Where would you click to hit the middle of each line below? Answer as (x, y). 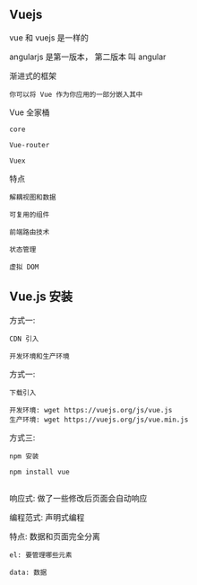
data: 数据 (28, 573)
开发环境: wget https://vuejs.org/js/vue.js (91, 410)
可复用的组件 (30, 215)
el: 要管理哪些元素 (41, 555)
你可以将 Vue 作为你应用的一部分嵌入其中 (76, 94)
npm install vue (39, 472)
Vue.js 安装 (41, 297)
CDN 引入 (24, 339)
